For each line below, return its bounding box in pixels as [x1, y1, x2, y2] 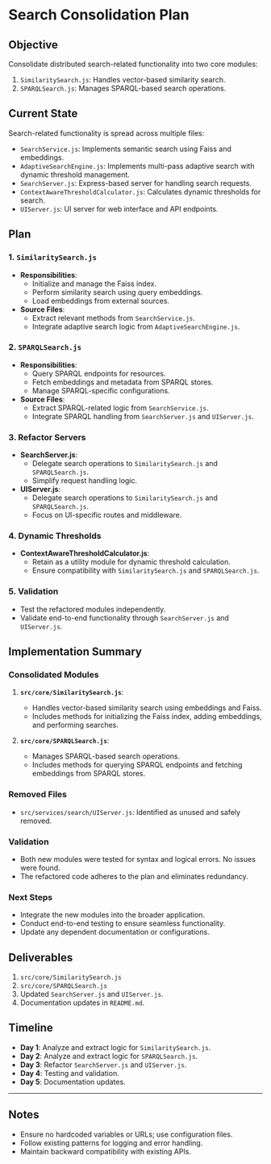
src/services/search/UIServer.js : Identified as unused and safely [19, 807, 240, 817]
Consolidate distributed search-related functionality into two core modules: [8, 59, 258, 69]
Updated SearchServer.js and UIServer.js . [19, 990, 164, 999]
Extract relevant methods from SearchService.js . [31, 313, 196, 322]
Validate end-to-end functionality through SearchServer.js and [19, 612, 230, 623]
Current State [8, 107, 78, 120]
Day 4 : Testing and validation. [19, 1068, 119, 1078]
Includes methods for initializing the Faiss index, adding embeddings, [31, 712, 262, 721]
